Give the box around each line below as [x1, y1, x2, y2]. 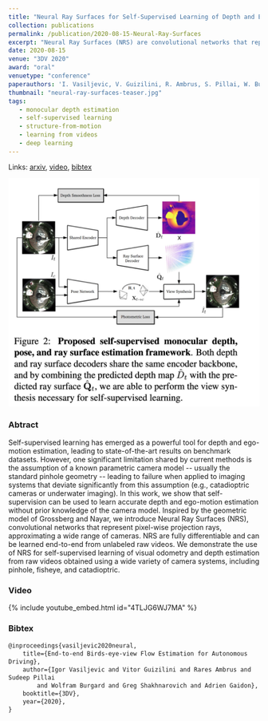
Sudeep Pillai [8, 674, 56, 682]
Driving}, [8, 658, 41, 666]
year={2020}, [22, 698, 66, 706]
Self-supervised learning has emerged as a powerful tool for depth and [8, 438, 242, 447]
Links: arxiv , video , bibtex [8, 162, 93, 172]
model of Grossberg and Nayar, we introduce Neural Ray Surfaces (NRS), [8, 513, 249, 523]
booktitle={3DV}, [22, 690, 81, 698]
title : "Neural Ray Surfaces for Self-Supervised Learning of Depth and [8, 13, 255, 21]
